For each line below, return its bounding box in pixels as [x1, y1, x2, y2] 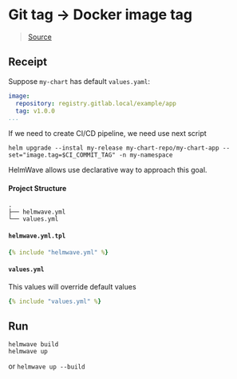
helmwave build [8, 341, 59, 349]
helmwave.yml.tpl [8, 232, 66, 241]
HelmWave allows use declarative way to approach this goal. [8, 166, 207, 175]
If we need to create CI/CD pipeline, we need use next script [8, 129, 207, 138]
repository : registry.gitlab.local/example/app [15, 99, 177, 107]
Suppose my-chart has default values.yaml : [8, 76, 150, 86]
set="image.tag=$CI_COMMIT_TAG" [8, 151, 116, 159]
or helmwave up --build [8, 361, 85, 371]
